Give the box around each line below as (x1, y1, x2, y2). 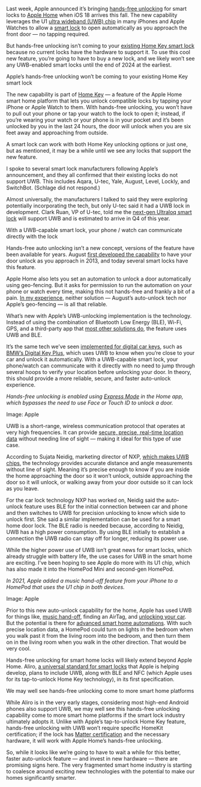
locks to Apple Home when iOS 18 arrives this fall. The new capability (6, 11, 178, 19)
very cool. (6, 645, 31, 652)
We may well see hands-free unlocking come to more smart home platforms (6, 688, 194, 694)
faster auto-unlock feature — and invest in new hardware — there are (6, 755, 178, 762)
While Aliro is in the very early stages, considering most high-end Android (6, 699, 189, 706)
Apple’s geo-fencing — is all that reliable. (6, 301, 108, 307)
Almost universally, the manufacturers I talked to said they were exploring (6, 196, 188, 203)
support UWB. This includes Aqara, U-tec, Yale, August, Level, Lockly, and (6, 178, 190, 185)
